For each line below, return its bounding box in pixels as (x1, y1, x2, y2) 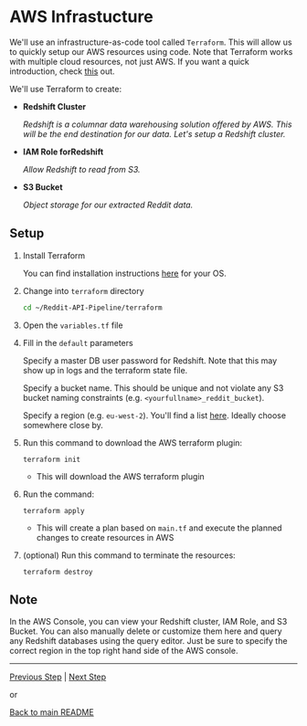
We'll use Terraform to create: (9, 83, 122, 94)
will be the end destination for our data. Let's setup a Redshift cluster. (22, 128, 286, 139)
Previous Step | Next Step (9, 671, 107, 682)
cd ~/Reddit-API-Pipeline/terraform (22, 303, 163, 312)
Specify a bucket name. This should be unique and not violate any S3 (22, 382, 284, 394)
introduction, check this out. (9, 66, 116, 77)
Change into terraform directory (22, 285, 144, 296)
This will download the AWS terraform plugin (36, 470, 206, 481)
